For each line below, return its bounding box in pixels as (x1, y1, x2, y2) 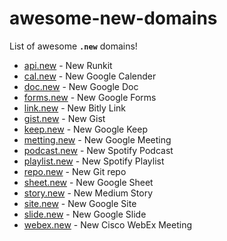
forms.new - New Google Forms (23, 91, 157, 103)
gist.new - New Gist (23, 112, 106, 124)
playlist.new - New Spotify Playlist (23, 155, 165, 167)
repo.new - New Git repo (23, 165, 127, 177)
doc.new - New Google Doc (23, 80, 139, 92)
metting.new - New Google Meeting (23, 133, 172, 146)
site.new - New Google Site (23, 197, 137, 209)
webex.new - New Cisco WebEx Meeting (23, 218, 193, 231)
